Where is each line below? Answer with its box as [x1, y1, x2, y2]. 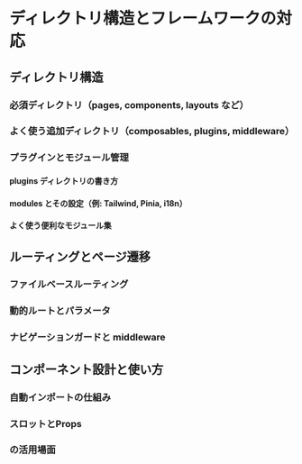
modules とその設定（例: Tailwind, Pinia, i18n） [9, 197, 188, 208]
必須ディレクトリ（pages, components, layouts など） [9, 98, 250, 111]
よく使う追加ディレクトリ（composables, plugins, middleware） [9, 125, 295, 138]
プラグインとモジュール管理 [9, 151, 129, 164]
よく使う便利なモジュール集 [9, 220, 113, 231]
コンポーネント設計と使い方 [9, 361, 164, 377]
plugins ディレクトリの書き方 [9, 175, 119, 186]
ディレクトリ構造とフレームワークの [9, 8, 277, 29]
